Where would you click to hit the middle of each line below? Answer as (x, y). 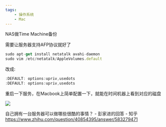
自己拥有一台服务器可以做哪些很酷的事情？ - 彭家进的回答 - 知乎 (71, 113)
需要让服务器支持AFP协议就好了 (38, 45)
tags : (11, 10)
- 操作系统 (24, 15)
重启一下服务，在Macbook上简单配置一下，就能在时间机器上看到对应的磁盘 (83, 93)
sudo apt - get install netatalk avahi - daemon (53, 54)
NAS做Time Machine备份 (31, 34)
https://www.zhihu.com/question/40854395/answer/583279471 (72, 119)
